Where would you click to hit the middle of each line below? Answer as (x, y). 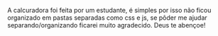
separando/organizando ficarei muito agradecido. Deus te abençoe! (107, 25)
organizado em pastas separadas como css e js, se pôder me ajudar (107, 18)
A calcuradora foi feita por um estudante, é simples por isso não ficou (109, 10)
